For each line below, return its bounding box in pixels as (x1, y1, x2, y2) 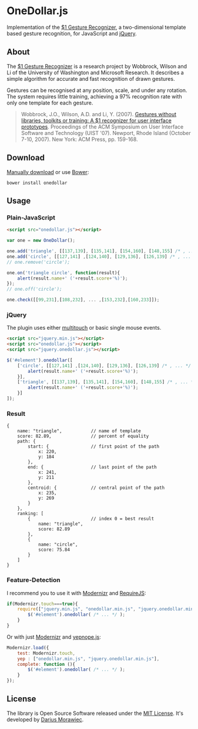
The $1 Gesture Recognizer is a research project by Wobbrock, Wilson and (6, 63, 187, 70)
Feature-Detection (6, 576, 61, 584)
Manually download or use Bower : (6, 168, 89, 175)
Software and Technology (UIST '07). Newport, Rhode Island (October (21, 129, 192, 136)
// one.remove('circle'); (6, 259, 70, 265)
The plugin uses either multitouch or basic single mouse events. (6, 324, 162, 331)
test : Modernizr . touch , (17, 650, 76, 656)
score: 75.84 (38, 547, 70, 553)
